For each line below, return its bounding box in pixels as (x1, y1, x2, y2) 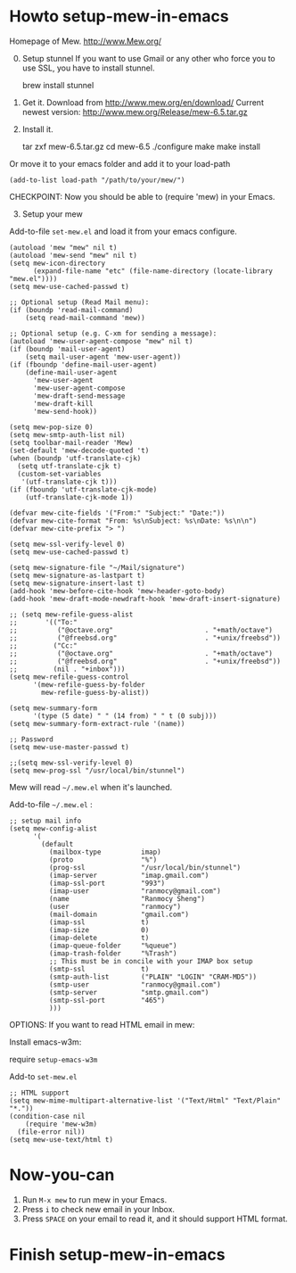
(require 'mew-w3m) (25, 1120, 98, 1128)
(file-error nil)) (17, 1127, 86, 1137)
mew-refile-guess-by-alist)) (41, 688, 150, 697)
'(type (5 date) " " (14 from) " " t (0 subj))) (32, 711, 218, 720)
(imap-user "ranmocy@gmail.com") (48, 886, 221, 896)
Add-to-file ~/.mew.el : (9, 798, 94, 809)
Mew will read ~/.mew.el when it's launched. (9, 781, 173, 792)
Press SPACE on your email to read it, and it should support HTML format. (21, 1213, 288, 1224)
